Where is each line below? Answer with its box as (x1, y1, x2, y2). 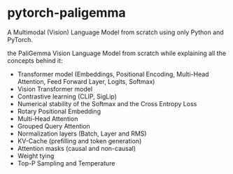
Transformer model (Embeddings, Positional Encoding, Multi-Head (17, 70, 209, 78)
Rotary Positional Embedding (17, 107, 101, 115)
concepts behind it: (7, 56, 63, 64)
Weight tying (17, 152, 55, 160)
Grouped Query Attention (17, 122, 91, 130)
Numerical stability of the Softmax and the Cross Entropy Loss (17, 99, 197, 108)
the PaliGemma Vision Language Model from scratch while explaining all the (7, 49, 226, 57)
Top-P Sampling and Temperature (17, 159, 115, 167)
